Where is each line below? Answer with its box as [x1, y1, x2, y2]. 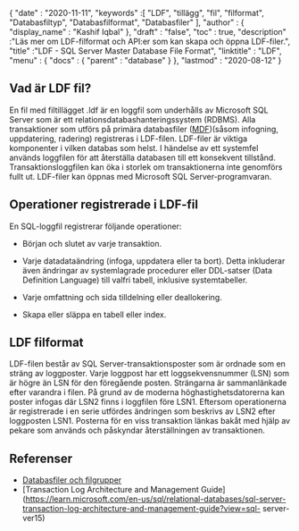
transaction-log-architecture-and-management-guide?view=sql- [21, 503, 262, 514]
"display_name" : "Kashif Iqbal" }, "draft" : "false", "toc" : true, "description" [9, 27, 287, 37]
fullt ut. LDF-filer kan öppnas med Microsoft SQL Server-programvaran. [9, 171, 272, 181]
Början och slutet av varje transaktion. [21, 238, 162, 249]
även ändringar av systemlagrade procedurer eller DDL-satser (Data [21, 265, 273, 275]
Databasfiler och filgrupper [21, 475, 122, 485]
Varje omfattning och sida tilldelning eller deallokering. [21, 291, 223, 302]
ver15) [21, 513, 46, 524]
